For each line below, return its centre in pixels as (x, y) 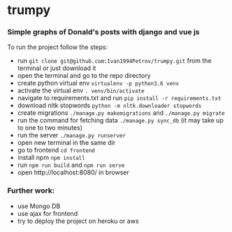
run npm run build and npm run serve (71, 165)
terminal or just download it (57, 68)
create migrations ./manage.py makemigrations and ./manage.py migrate (121, 113)
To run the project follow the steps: (58, 47)
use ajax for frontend (48, 213)
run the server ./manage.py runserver (71, 135)
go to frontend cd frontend (56, 150)
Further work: (31, 191)
